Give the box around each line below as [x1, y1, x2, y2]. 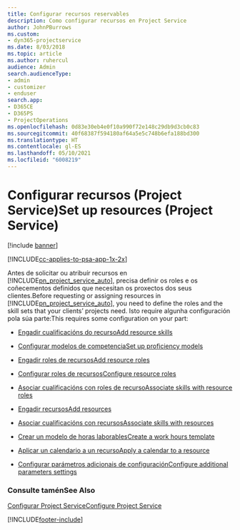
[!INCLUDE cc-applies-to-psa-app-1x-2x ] [7, 255, 128, 263]
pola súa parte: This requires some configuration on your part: [7, 314, 189, 322]
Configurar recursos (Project [7, 187, 182, 203]
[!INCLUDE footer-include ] [7, 515, 84, 524]
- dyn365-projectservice [7, 37, 81, 44]
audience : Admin [7, 63, 56, 71]
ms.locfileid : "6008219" [7, 156, 81, 164]
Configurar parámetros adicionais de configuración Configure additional [17, 459, 229, 468]
